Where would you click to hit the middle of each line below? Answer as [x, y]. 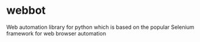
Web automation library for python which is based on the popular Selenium [100, 27]
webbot [26, 10]
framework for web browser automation [56, 33]
